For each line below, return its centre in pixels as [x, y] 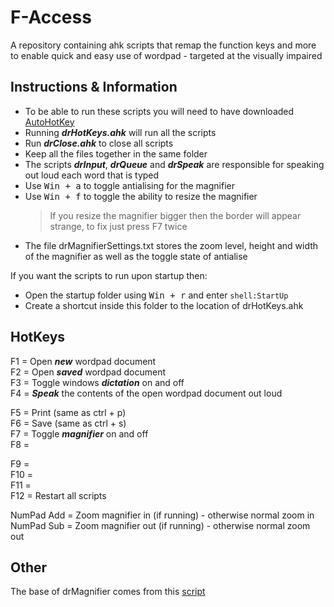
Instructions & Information [94, 87]
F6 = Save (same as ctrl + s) [68, 423]
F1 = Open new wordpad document [83, 361]
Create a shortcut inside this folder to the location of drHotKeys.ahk [164, 305]
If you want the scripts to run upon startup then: [109, 275]
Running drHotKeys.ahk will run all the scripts [120, 132]
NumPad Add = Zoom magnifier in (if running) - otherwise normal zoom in [162, 515]
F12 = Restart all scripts [58, 495]
